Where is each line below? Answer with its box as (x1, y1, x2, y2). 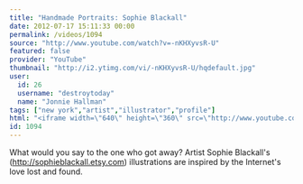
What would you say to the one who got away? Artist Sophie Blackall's (9, 147, 271, 158)
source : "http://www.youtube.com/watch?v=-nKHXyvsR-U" (9, 38, 220, 48)
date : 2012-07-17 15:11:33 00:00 (9, 22, 135, 31)
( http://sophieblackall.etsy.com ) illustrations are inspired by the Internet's (9, 157, 281, 167)
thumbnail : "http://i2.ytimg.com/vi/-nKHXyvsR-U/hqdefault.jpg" (9, 64, 256, 73)
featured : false (9, 47, 70, 56)
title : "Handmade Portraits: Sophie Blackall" (9, 13, 188, 23)
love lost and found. (9, 166, 83, 177)
